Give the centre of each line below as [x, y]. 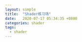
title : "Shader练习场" [28, 14]
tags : [10, 28]
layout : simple [20, 9]
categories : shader [25, 23]
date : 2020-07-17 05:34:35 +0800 [41, 18]
